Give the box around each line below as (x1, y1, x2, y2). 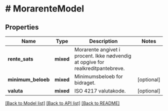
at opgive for (74, 58, 104, 65)
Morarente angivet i (74, 46, 120, 53)
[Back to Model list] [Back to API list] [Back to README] (5, 100, 120, 106)
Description (89, 38, 118, 44)
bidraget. (74, 79, 96, 86)
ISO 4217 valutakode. (74, 87, 126, 94)
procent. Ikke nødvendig (74, 52, 131, 59)
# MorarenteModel (5, 3, 84, 14)
